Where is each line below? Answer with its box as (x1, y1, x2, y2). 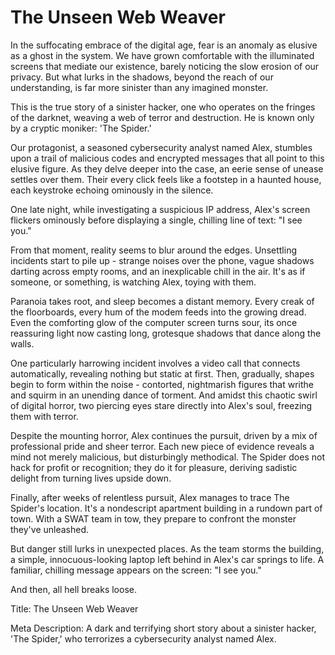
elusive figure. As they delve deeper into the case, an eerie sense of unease (10, 162, 324, 175)
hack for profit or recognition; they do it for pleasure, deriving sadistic (10, 461, 298, 473)
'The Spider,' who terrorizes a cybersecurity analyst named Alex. (10, 632, 277, 645)
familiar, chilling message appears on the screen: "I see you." (10, 564, 262, 576)
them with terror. (10, 410, 79, 422)
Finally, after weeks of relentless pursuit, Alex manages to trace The (10, 491, 290, 503)
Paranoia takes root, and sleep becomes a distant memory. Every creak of (10, 295, 315, 307)
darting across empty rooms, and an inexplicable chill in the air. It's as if (10, 265, 306, 277)
